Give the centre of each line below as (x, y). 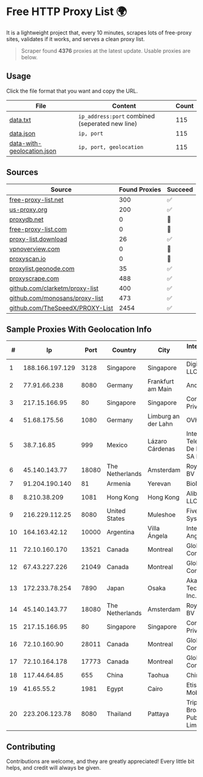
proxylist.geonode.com (42, 268)
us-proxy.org (28, 210)
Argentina (121, 532)
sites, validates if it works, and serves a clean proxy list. (76, 39)
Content (124, 105)
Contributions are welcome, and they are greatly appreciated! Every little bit (100, 761)
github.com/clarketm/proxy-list (54, 288)
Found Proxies (140, 190)
